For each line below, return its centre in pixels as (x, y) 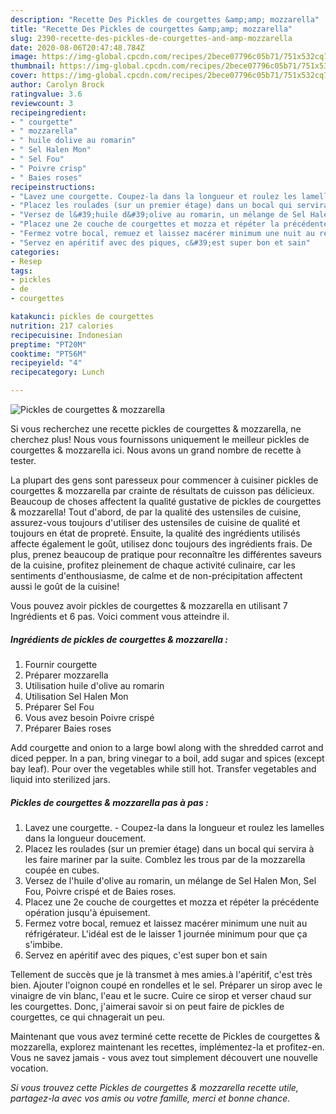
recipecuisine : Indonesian (66, 335)
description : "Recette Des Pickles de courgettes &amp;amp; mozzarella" (165, 19)
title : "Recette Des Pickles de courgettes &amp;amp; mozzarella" (151, 29)
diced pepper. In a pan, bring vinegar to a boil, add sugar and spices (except (167, 758)
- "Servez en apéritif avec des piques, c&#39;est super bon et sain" (160, 242)
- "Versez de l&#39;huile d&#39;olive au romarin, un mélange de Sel (158, 215)
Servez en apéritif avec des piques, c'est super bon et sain (146, 955)
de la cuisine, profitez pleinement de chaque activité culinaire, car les (153, 565)
